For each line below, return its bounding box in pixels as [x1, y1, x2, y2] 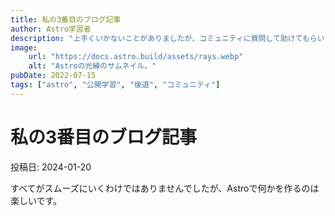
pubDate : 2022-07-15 [10, 71, 97, 81]
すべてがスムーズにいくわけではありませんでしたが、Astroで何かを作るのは [10, 182, 320, 194]
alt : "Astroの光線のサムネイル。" [28, 61, 157, 71]
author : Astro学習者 [10, 24, 92, 34]
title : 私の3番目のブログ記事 [10, 14, 122, 25]
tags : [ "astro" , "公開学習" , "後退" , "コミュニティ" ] [10, 80, 221, 90]
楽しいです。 [10, 194, 63, 206]
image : [10, 42, 38, 53]
